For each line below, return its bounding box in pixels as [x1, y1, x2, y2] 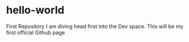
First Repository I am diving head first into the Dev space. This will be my [6, 23, 184, 30]
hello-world [6, 3, 65, 17]
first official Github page [6, 29, 65, 36]
